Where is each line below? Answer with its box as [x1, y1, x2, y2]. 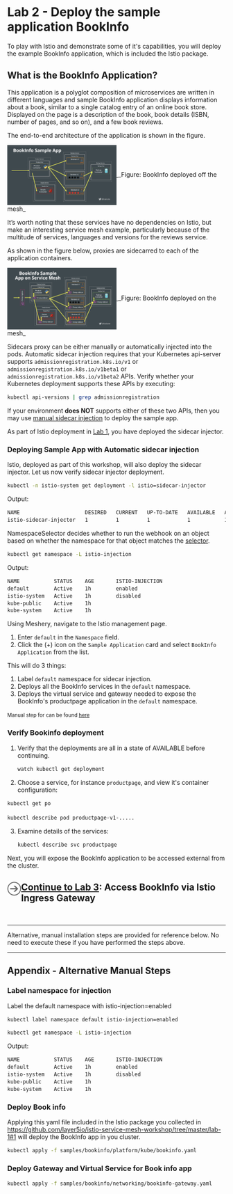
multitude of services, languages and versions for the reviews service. [7, 233, 208, 241]
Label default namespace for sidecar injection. [17, 675, 153, 683]
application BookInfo [7, 19, 130, 35]
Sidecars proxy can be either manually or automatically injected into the [7, 342, 212, 351]
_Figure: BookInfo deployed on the [117, 294, 216, 303]
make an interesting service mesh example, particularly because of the [7, 225, 210, 234]
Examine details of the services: [17, 827, 109, 836]
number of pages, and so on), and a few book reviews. [7, 118, 164, 126]
